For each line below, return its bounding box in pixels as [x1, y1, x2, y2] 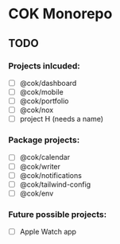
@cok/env [19, 188, 54, 198]
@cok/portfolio [19, 96, 69, 106]
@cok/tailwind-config [19, 180, 91, 189]
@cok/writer [19, 161, 61, 171]
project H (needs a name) [19, 114, 104, 124]
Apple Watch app [19, 227, 77, 237]
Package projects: [8, 134, 80, 145]
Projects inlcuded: [8, 60, 81, 72]
